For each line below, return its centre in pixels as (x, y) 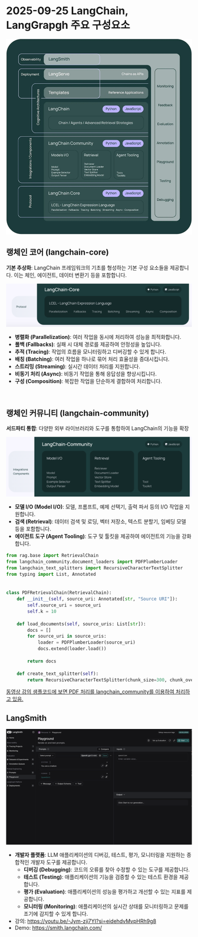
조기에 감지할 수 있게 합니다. (56, 914)
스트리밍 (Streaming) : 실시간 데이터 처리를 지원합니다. (77, 367)
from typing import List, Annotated (51, 574)
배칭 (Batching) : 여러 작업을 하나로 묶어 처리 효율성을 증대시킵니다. (92, 359)
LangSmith (27, 718)
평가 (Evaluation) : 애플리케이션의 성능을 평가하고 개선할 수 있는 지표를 (104, 892)
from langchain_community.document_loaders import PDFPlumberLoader (92, 562)
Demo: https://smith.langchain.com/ (58, 928)
